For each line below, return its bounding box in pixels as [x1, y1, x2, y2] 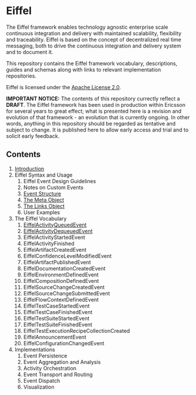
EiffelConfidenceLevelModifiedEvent [23, 252, 112, 259]
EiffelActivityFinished [23, 239, 75, 247]
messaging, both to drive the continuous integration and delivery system [6, 42, 181, 49]
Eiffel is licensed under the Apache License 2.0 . [6, 83, 121, 90]
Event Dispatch [23, 377, 60, 384]
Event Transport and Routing [23, 371, 93, 378]
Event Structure [23, 190, 62, 197]
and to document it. [6, 48, 53, 55]
